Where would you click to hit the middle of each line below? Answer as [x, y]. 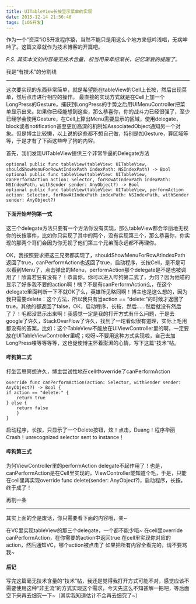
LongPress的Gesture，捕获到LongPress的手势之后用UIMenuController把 [93, 104]
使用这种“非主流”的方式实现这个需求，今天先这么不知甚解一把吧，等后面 [103, 588]
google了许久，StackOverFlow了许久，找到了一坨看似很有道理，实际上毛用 [97, 321]
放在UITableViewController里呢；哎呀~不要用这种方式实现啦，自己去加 [91, 335]
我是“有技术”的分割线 [32, 72]
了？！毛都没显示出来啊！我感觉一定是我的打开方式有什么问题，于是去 [90, 313]
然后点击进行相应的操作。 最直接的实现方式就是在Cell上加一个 [90, 97]
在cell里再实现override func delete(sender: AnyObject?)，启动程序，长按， [96, 480]
